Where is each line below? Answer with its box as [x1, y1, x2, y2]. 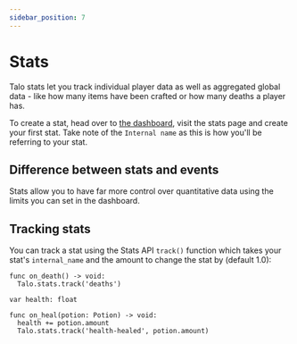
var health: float [9, 296, 78, 305]
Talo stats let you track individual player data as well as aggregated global [9, 81, 281, 92]
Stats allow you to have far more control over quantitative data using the [9, 186, 274, 197]
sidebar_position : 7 [9, 13, 87, 22]
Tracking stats [9, 221, 91, 237]
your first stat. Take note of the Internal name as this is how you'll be [9, 127, 262, 138]
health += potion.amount [17, 319, 110, 328]
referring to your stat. [9, 136, 87, 147]
